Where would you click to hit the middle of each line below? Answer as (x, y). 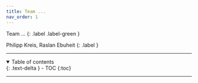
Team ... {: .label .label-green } (43, 33)
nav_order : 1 (22, 17)
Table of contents (33, 61)
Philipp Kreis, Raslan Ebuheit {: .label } (52, 45)
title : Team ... (26, 11)
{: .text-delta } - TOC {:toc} (39, 68)
